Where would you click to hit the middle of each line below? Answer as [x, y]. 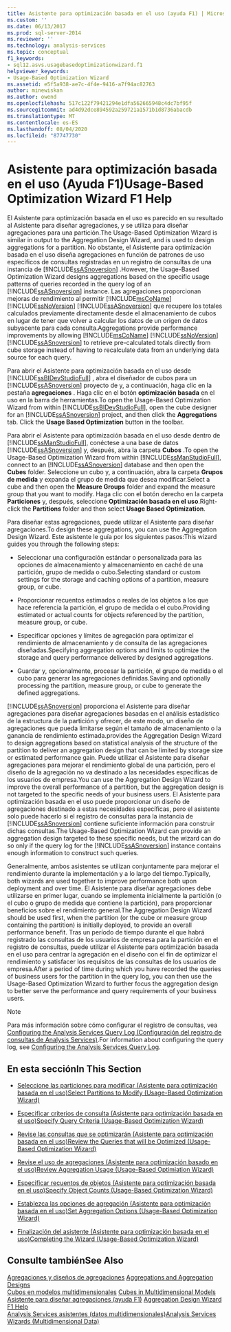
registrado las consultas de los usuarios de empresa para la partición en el [113, 940]
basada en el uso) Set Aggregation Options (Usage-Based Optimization [117, 1211]
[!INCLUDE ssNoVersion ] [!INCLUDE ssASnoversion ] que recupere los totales [114, 306]
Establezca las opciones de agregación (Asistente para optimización [114, 1204]
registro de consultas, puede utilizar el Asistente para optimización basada [113, 947]
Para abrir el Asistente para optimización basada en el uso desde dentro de [114, 435]
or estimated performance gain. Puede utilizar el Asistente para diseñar [108, 758]
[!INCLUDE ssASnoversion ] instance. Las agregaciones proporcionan [104, 291]
